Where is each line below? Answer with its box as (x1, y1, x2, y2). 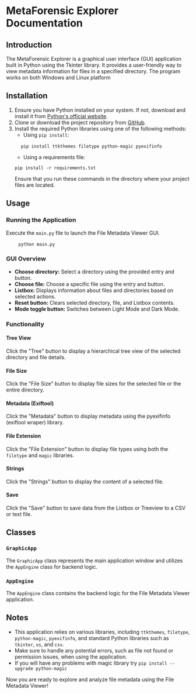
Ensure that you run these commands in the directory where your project (14, 175, 190, 182)
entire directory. (6, 386, 45, 393)
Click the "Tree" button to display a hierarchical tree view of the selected (6, 347, 181, 355)
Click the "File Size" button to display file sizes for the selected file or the (6, 380, 181, 387)
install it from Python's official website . (14, 112, 108, 119)
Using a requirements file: (23, 153, 86, 160)
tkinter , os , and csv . (14, 641, 64, 648)
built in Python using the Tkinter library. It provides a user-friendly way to (6, 61, 182, 68)
